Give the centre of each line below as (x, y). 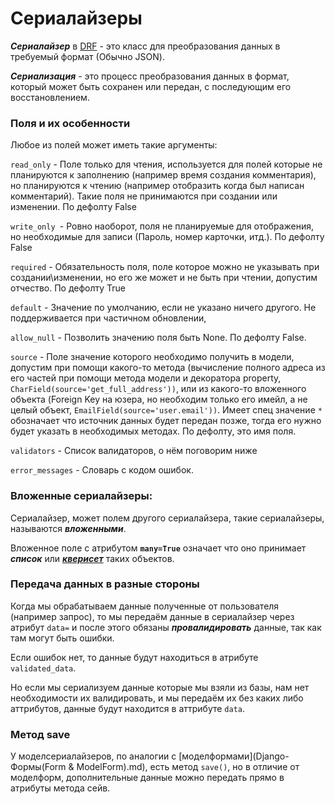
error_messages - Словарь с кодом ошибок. (102, 470)
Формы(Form (38, 767)
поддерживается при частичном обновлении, (108, 318)
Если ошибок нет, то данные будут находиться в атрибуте (134, 657)
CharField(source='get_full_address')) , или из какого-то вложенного (158, 389)
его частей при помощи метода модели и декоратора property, (146, 378)
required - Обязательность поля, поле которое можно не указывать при (165, 267)
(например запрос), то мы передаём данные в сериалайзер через (152, 616)
